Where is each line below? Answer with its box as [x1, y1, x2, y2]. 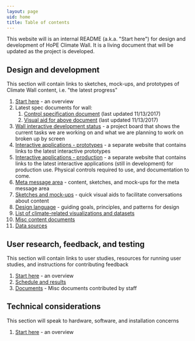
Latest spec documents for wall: [15, 104, 93, 111]
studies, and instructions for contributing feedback [6, 261, 129, 268]
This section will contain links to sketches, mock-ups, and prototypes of [6, 80, 180, 88]
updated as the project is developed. [6, 48, 95, 55]
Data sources [15, 222, 47, 229]
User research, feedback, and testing [6, 239, 145, 249]
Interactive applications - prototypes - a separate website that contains [15, 142, 186, 149]
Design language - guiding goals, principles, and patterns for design [15, 204, 180, 211]
